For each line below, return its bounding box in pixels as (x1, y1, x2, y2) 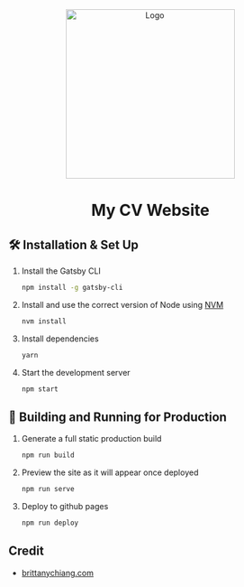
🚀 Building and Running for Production (8, 409, 227, 424)
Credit (8, 544, 44, 559)
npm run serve (21, 485, 75, 494)
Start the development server (21, 367, 131, 377)
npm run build (21, 451, 75, 460)
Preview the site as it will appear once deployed (21, 467, 199, 478)
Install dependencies (21, 333, 100, 344)
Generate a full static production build (21, 433, 162, 444)
